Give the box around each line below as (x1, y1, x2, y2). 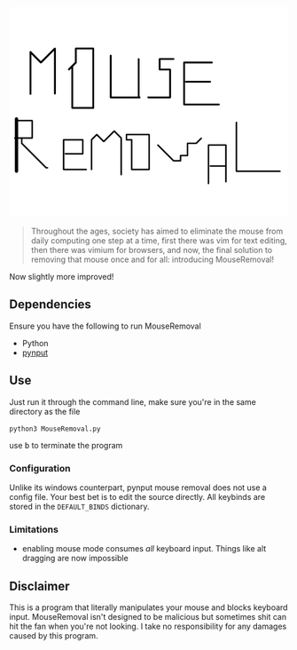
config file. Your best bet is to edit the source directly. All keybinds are (9, 491, 266, 502)
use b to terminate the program (9, 440, 123, 450)
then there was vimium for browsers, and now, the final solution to (30, 245, 273, 255)
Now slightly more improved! (9, 272, 114, 281)
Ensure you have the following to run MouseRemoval (9, 321, 201, 331)
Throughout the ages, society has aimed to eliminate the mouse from (30, 226, 284, 236)
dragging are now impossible (21, 553, 129, 564)
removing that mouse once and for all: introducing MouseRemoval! (30, 254, 275, 265)
